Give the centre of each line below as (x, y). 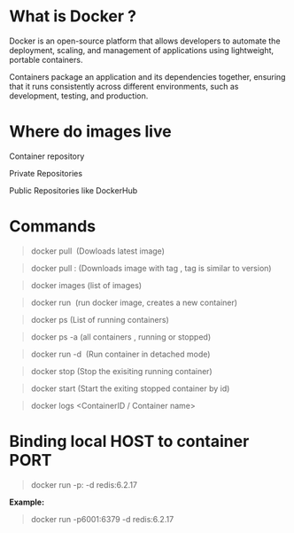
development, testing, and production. (79, 96)
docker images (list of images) (86, 285)
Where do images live (90, 132)
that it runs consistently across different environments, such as (124, 86)
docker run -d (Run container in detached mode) (120, 354)
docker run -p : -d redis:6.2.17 (84, 484)
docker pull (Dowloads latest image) (98, 251)
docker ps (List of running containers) (100, 319)
